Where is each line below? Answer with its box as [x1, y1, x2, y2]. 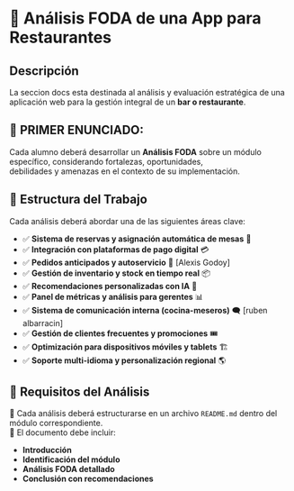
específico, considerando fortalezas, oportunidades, [9, 156, 204, 167]
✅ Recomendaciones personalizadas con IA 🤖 [22, 280, 198, 291]
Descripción [9, 63, 79, 78]
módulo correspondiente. [9, 418, 103, 429]
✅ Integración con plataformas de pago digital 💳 [22, 243, 209, 255]
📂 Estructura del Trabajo [9, 192, 148, 207]
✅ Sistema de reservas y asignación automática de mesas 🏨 [22, 233, 252, 244]
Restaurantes [9, 27, 112, 48]
